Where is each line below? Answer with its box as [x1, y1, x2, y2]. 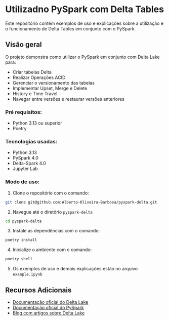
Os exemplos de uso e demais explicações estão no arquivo [12, 266, 138, 272]
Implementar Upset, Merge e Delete [12, 85, 88, 91]
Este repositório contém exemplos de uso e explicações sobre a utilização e [5, 20, 163, 26]
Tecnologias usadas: [5, 138, 58, 145]
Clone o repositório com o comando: [12, 190, 90, 196]
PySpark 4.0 [12, 155, 39, 161]
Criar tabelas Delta [12, 69, 52, 75]
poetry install [5, 237, 37, 243]
